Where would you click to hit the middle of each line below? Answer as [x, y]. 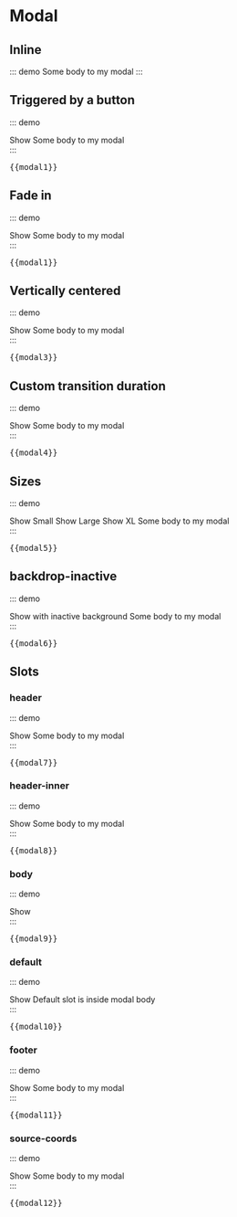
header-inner [40, 786]
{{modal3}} [34, 358]
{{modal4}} [34, 453]
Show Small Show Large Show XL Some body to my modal [119, 521]
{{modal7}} [34, 762]
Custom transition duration [88, 386]
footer [24, 1050]
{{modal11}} [36, 1115]
